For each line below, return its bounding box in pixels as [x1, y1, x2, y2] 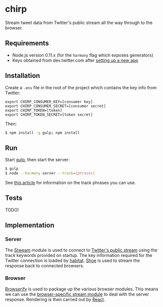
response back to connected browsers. [5, 262, 84, 268]
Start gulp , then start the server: [5, 157, 70, 163]
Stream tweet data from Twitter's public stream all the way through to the [5, 20, 153, 26]
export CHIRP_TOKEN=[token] [5, 108, 63, 113]
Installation [5, 72, 40, 80]
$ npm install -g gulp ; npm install [5, 130, 80, 135]
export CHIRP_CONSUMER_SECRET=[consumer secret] [5, 103, 106, 108]
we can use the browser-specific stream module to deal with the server [5, 291, 149, 297]
